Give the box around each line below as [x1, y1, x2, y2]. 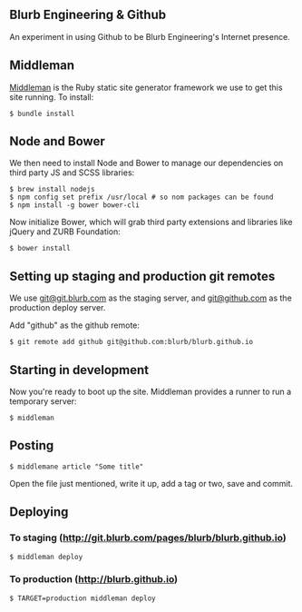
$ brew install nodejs [9, 185, 95, 194]
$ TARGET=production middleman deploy [9, 594, 156, 603]
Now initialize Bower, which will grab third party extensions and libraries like [9, 217, 293, 228]
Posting [9, 438, 54, 453]
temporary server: [9, 396, 77, 407]
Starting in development [9, 362, 150, 378]
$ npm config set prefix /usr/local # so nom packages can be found [9, 192, 274, 202]
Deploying [9, 504, 69, 520]
